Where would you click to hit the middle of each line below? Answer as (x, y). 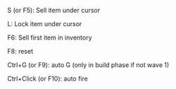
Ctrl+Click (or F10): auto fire (48, 78)
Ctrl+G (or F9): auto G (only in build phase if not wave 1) (88, 65)
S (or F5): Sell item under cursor (54, 10)
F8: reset (20, 51)
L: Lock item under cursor (45, 24)
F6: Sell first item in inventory (50, 37)
